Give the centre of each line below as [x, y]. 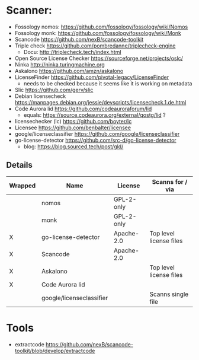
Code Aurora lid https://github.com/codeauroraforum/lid [83, 109]
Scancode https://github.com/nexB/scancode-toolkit [79, 39]
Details [19, 165]
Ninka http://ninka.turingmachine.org [60, 64]
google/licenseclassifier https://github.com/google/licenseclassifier [97, 133]
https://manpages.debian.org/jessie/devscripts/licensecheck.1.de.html [100, 102]
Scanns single [169, 294]
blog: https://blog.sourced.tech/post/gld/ [73, 146]
